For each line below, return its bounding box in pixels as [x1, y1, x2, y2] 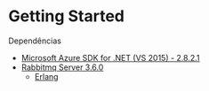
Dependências [8, 35, 61, 46]
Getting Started [8, 6, 125, 27]
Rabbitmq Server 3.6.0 [20, 62, 104, 72]
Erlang [34, 71, 59, 81]
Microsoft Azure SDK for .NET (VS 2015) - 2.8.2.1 [20, 52, 201, 63]
